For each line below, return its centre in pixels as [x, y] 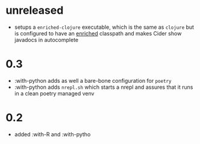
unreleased [35, 10]
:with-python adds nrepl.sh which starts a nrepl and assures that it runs [104, 87]
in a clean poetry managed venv [54, 93]
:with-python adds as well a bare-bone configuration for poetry [93, 80]
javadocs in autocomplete [46, 40]
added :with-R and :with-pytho [52, 134]
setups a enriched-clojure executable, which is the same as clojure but [104, 27]
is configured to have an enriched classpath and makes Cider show [98, 33]
